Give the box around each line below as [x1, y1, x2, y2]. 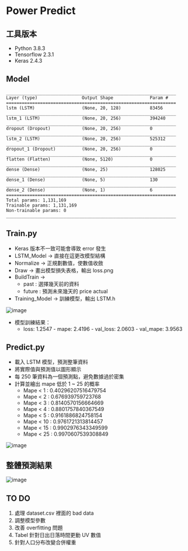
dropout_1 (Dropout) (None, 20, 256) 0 [6, 146, 153, 152]
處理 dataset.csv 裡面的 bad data [14, 509, 94, 516]
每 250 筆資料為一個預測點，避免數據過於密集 [14, 373, 124, 380]
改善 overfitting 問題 [14, 524, 63, 531]
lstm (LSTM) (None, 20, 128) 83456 [6, 105, 163, 111]
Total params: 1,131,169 [6, 197, 67, 203]
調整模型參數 [14, 517, 46, 524]
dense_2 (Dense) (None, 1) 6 [6, 187, 153, 193]
